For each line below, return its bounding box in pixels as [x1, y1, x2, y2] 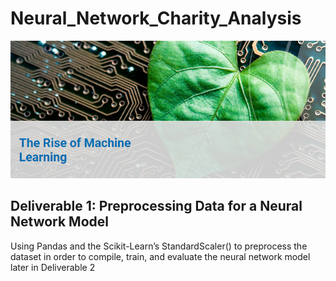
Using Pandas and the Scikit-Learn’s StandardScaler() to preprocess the [10, 240, 308, 252]
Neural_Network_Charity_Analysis [10, 7, 302, 30]
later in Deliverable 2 [10, 261, 96, 273]
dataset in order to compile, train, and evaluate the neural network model [10, 250, 311, 262]
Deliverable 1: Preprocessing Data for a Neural [10, 198, 303, 215]
